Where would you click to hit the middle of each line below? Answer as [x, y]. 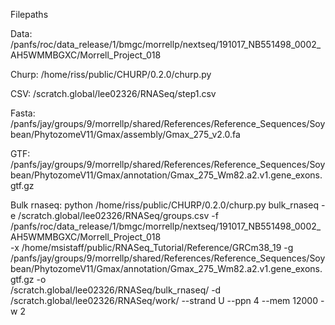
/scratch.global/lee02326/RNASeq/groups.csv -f [118, 215]
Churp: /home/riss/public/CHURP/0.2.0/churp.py [111, 74]
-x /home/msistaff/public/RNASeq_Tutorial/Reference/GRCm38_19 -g [152, 247]
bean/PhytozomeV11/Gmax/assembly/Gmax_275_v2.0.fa [125, 134]
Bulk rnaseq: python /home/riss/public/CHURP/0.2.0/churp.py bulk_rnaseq [164, 205]
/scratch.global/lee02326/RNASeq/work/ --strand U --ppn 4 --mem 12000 [164, 300]
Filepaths [29, 14]
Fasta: [23, 113]
